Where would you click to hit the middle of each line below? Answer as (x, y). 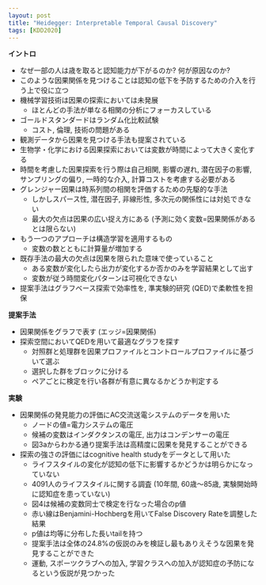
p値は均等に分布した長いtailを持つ (87, 534)
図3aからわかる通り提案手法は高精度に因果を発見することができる (139, 445)
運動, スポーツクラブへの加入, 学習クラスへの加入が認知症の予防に (139, 564)
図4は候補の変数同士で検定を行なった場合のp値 (109, 504)
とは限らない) (54, 229)
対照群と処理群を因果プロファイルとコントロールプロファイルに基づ (142, 351)
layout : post (30, 15)
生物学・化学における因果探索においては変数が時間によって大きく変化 (133, 150)
